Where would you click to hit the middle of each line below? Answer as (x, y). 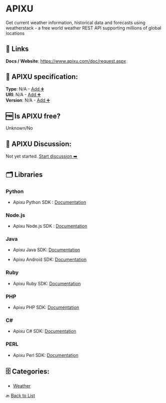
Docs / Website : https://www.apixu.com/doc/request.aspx (66, 61)
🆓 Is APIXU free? (33, 116)
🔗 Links (17, 49)
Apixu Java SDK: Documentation (46, 250)
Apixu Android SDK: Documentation (50, 260)
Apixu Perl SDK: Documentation (46, 355)
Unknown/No (19, 128)
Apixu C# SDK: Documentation (44, 331)
